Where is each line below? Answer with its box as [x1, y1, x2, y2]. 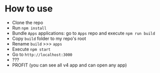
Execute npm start [12, 46, 51, 52]
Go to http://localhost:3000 [12, 51, 73, 57]
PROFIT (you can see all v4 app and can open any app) [12, 62, 127, 68]
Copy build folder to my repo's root [12, 35, 86, 41]
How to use [5, 3, 53, 14]
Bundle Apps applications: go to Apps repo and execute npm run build [12, 30, 155, 36]
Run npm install [12, 24, 47, 30]
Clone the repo [12, 19, 43, 25]
